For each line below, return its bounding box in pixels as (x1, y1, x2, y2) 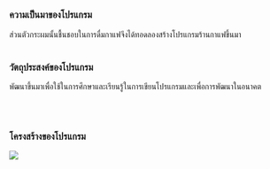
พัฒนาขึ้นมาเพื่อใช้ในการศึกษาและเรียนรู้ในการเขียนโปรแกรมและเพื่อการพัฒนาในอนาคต (9, 81, 262, 92)
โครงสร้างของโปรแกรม (9, 130, 87, 142)
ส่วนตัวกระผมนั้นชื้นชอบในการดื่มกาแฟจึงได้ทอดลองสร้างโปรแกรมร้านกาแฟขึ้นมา (9, 28, 242, 40)
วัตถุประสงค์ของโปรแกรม (9, 61, 94, 73)
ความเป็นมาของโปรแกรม (9, 9, 93, 21)
